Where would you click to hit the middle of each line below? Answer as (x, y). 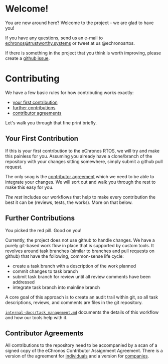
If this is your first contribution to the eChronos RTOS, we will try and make (82, 151)
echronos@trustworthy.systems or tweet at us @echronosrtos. (70, 43)
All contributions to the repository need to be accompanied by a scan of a (81, 345)
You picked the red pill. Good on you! (43, 230)
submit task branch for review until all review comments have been (81, 276)
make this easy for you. (29, 187)
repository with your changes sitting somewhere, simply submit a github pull (84, 161)
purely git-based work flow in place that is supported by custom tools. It (80, 245)
